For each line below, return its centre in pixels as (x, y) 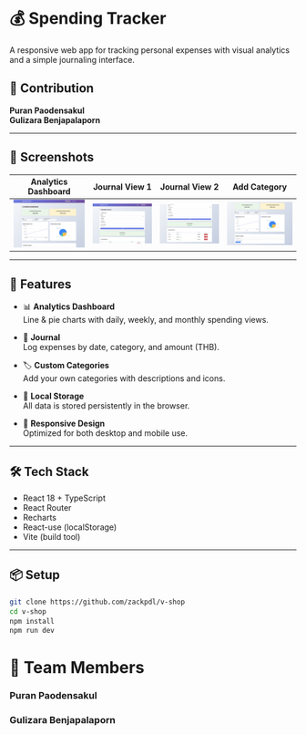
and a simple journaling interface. (72, 59)
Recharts (40, 518)
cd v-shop (28, 611)
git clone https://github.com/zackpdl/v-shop (97, 602)
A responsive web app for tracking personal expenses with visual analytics (149, 50)
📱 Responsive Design (64, 424)
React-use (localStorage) (70, 527)
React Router (47, 508)
